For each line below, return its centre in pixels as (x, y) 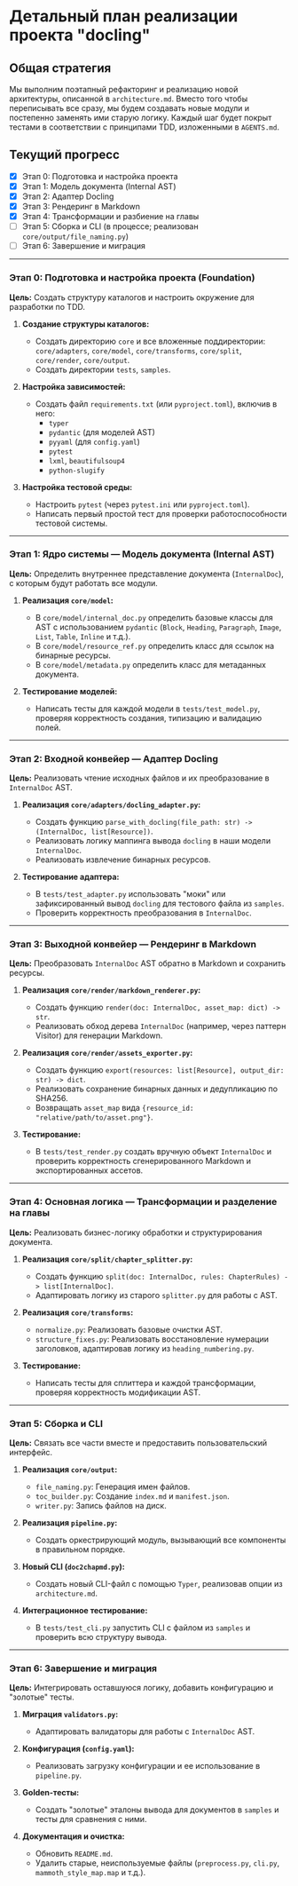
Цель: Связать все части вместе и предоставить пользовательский (138, 1443)
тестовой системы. (71, 523)
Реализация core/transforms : (78, 1312)
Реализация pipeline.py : (70, 1523)
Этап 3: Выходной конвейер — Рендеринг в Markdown (133, 945)
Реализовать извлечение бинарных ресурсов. (123, 860)
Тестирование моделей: (70, 691)
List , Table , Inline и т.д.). (83, 636)
